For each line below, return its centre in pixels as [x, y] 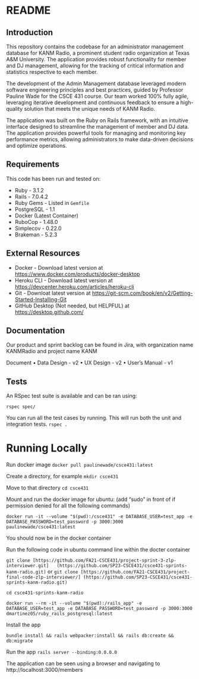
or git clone [63, 572]
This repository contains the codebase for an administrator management [95, 46]
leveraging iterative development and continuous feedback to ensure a [93, 102]
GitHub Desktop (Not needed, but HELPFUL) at [72, 306]
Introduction [30, 32]
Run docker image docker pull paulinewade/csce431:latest [80, 465]
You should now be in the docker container [59, 538]
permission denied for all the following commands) [68, 506]
